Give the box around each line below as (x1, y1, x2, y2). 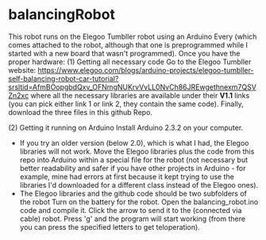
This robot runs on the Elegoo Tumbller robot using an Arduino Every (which (8, 32, 257, 41)
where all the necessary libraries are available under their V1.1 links (30, 90, 250, 100)
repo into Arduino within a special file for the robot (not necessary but (19, 154, 249, 164)
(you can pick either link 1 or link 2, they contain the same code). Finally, (8, 99, 244, 109)
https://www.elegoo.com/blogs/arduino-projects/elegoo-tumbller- (37, 65, 254, 74)
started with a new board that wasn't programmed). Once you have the (8, 48, 241, 58)
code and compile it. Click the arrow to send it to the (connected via (19, 205, 242, 215)
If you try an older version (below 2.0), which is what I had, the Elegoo (19, 138, 249, 147)
